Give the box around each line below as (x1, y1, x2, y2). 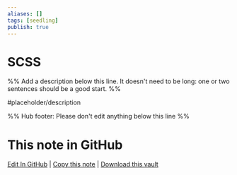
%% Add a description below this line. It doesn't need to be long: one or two (7, 77, 230, 85)
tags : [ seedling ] (7, 17, 59, 24)
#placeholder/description (7, 98, 81, 107)
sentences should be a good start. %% (7, 85, 122, 93)
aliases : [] (7, 10, 42, 18)
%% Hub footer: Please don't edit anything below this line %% (7, 112, 190, 121)
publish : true (7, 23, 50, 30)
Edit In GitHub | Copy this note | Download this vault (7, 160, 159, 169)
